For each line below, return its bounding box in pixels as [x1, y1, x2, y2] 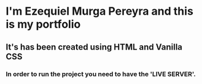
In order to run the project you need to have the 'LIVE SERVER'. [6, 69, 196, 78]
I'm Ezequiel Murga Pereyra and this [6, 4, 194, 18]
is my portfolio [6, 17, 81, 31]
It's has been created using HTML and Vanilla [6, 42, 182, 52]
